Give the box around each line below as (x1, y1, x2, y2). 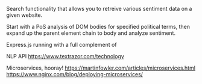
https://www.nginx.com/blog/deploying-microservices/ (6, 71, 144, 77)
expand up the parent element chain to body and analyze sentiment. (6, 29, 176, 37)
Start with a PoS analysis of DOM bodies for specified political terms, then (6, 23, 191, 30)
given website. (6, 11, 43, 19)
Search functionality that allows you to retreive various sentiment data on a (6, 5, 192, 12)
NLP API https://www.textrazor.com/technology (6, 53, 125, 59)
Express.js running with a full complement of (6, 41, 117, 48)
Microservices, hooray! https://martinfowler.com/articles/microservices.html (6, 64, 196, 71)
